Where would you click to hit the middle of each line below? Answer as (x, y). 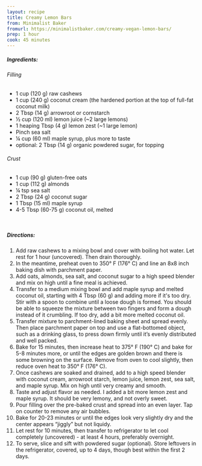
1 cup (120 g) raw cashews (49, 93)
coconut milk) (33, 106)
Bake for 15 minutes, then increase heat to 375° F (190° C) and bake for (104, 347)
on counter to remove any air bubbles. (63, 411)
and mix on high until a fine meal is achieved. (71, 283)
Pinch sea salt (33, 132)
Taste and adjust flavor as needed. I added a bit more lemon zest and (101, 392)
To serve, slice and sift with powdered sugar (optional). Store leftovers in (106, 443)
